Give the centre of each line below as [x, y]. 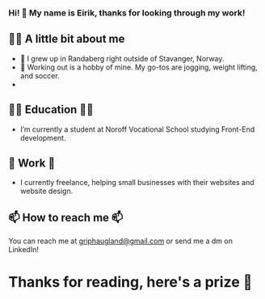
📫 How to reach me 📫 [66, 217]
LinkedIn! [23, 250]
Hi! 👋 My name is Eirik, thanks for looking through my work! [127, 13]
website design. [46, 191]
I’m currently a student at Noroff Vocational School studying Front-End [137, 129]
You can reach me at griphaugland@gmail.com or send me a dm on [120, 241]
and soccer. [40, 75]
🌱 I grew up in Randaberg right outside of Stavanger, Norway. [122, 58]
